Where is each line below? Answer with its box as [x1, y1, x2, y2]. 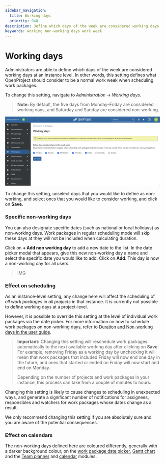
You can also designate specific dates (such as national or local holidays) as [5, 224, 160, 231]
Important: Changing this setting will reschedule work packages [17, 339, 148, 344]
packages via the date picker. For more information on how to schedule [5, 319, 149, 325]
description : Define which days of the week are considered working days [5, 24, 160, 29]
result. [5, 405, 18, 411]
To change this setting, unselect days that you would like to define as [5, 191, 145, 197]
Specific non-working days [5, 214, 71, 220]
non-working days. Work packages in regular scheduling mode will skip [5, 230, 150, 236]
